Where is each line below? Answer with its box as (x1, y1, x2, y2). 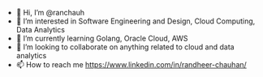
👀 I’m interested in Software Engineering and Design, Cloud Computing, (15, 16, 256, 26)
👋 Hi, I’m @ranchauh (15, 8, 85, 17)
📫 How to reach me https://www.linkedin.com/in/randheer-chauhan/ (15, 60, 248, 69)
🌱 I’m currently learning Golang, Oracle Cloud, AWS (15, 33, 188, 43)
